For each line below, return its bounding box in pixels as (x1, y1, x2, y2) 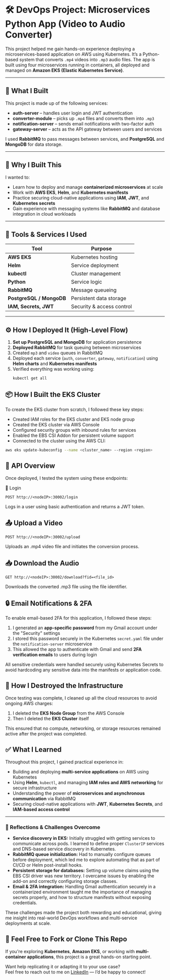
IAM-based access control (12, 806, 70, 812)
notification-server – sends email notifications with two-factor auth (12, 120, 154, 127)
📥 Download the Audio (5, 559, 79, 567)
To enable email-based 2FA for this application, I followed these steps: (5, 615, 152, 621)
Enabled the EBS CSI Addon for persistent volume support (12, 432, 134, 438)
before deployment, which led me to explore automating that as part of (12, 856, 160, 863)
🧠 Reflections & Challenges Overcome (5, 824, 100, 831)
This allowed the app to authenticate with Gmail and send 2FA (12, 646, 142, 652)
